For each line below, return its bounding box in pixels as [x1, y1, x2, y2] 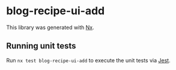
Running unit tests [6, 41, 76, 51]
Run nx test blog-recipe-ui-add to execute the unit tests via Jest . [6, 56, 171, 63]
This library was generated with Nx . [6, 24, 94, 31]
